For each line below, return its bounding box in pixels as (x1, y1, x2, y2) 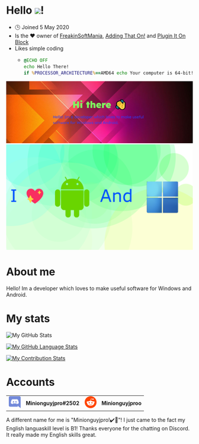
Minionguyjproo (101, 399, 142, 407)
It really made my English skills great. (6, 431, 97, 438)
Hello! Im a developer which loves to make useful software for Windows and (6, 285, 192, 292)
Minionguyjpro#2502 (25, 399, 80, 407)
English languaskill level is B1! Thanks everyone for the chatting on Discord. (6, 424, 190, 432)
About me (6, 265, 56, 279)
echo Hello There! (23, 64, 69, 70)
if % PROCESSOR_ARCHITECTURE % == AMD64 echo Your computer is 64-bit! (23, 70, 194, 76)
